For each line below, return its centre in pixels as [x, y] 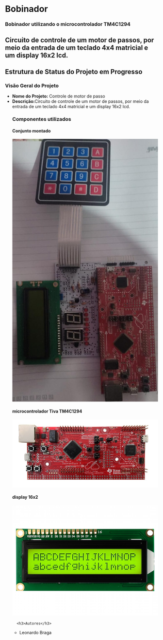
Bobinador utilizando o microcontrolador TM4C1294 [68, 24]
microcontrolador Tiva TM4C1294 [47, 411]
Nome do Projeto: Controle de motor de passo [58, 96]
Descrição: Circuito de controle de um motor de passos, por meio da [80, 101]
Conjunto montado [31, 131]
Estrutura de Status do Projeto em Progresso [74, 72]
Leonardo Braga [35, 633]
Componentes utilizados [41, 119]
